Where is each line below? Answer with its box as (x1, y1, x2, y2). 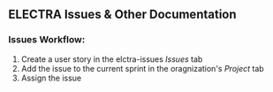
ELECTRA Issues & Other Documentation (8, 7, 237, 22)
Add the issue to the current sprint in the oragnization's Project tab (20, 63, 264, 73)
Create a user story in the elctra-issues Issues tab (20, 53, 203, 65)
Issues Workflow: (8, 34, 86, 46)
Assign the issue (20, 73, 81, 83)
